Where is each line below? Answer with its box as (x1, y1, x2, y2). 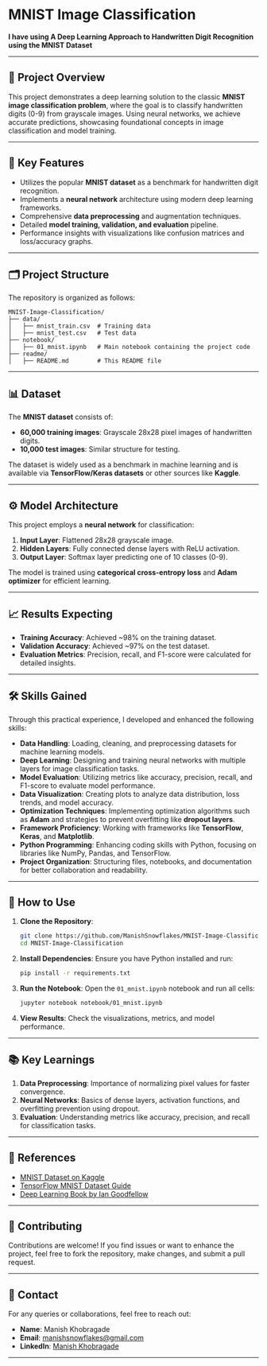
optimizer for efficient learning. (8, 576, 111, 585)
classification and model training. (8, 126, 117, 135)
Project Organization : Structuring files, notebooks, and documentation (19, 856, 253, 866)
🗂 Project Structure (8, 268, 110, 281)
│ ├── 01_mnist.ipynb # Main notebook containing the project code (8, 343, 250, 351)
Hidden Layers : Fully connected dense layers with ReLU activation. (19, 544, 240, 553)
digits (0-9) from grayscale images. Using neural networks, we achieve (8, 109, 241, 118)
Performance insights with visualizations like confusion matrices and (19, 228, 245, 238)
